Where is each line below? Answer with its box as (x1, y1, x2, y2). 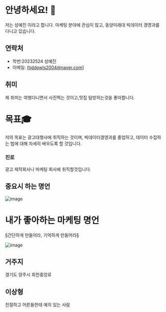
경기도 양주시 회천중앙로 (5, 272, 52, 278)
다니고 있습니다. (5, 28, 36, 34)
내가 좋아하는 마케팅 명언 (5, 215, 100, 226)
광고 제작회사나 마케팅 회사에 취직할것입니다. (5, 166, 92, 172)
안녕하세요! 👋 (5, 4, 56, 16)
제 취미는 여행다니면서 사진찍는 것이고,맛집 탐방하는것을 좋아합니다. (5, 94, 135, 100)
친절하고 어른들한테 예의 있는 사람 (5, 302, 70, 308)
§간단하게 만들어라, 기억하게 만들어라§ (5, 232, 79, 238)
